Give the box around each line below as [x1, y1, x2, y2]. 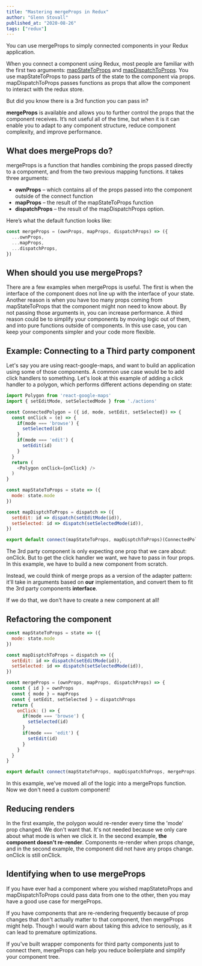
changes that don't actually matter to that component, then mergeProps [6, 915, 185, 923]
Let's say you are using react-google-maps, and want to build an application [6, 362, 195, 369]
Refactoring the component [6, 614, 112, 624]
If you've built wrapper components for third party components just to [6, 940, 179, 947]
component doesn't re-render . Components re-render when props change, [6, 838, 195, 846]
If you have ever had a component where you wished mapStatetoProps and [6, 885, 193, 892]
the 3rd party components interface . [6, 585, 97, 592]
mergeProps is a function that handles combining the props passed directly [6, 162, 193, 169]
